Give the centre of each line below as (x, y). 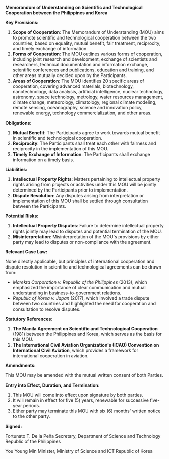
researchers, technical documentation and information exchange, (80, 65)
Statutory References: (29, 319)
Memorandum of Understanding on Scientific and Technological (74, 7)
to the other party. (31, 416)
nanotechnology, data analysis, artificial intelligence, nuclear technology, (88, 91)
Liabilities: (16, 169)
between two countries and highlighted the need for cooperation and (84, 304)
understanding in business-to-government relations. (67, 293)
